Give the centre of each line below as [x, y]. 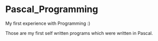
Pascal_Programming [52, 9]
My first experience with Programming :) [48, 23]
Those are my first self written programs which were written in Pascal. [79, 33]
